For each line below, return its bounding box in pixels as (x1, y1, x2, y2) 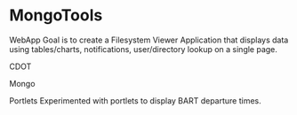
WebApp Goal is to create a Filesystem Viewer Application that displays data (9, 34, 289, 45)
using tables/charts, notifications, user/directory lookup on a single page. (9, 43, 278, 54)
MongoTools (9, 5, 103, 26)
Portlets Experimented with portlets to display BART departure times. (9, 95, 262, 106)
